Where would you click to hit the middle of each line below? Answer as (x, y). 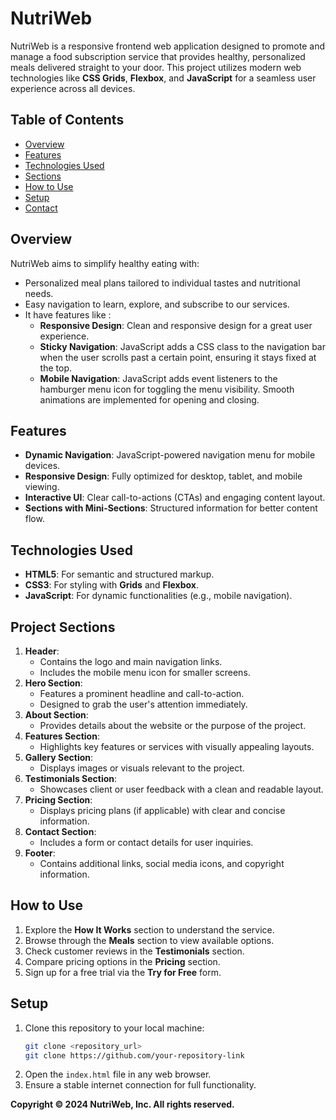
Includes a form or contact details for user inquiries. (146, 842)
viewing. (42, 487)
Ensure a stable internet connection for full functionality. (140, 1085)
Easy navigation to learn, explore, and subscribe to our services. (157, 304)
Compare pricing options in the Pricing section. (122, 961)
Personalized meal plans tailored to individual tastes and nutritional (162, 283)
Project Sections (63, 627)
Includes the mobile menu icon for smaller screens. (145, 672)
